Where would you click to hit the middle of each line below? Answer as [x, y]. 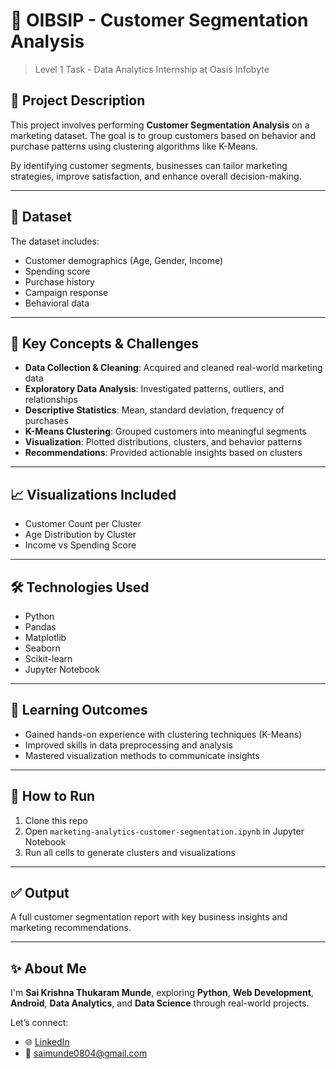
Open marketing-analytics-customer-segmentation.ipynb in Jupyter [164, 831]
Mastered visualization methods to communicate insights [142, 755]
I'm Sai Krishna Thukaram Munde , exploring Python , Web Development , [162, 993]
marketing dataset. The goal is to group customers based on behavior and [163, 135]
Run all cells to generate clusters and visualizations [130, 852]
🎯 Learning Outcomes [79, 710]
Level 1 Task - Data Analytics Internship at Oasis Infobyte [152, 69]
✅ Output [40, 893]
